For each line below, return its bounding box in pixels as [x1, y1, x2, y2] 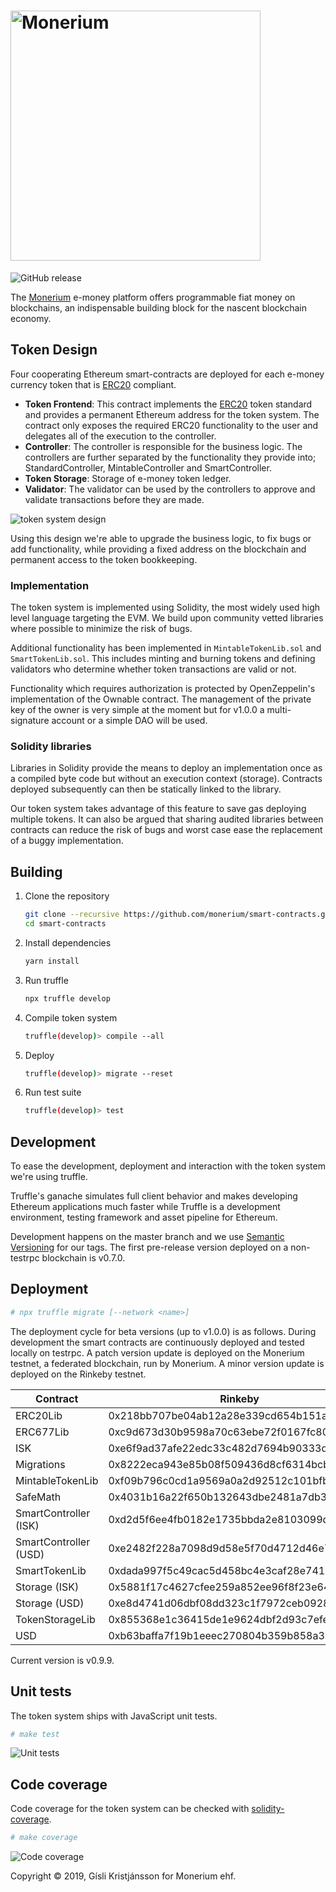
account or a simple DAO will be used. [51, 715, 208, 727]
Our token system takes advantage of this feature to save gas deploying [10, 803, 307, 815]
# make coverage [10, 1833, 78, 1843]
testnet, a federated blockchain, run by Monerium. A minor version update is [10, 1357, 325, 1369]
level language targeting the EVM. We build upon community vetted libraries [10, 612, 324, 624]
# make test [10, 1729, 60, 1739]
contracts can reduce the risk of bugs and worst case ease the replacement [10, 824, 323, 836]
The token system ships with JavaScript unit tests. [10, 1710, 218, 1722]
